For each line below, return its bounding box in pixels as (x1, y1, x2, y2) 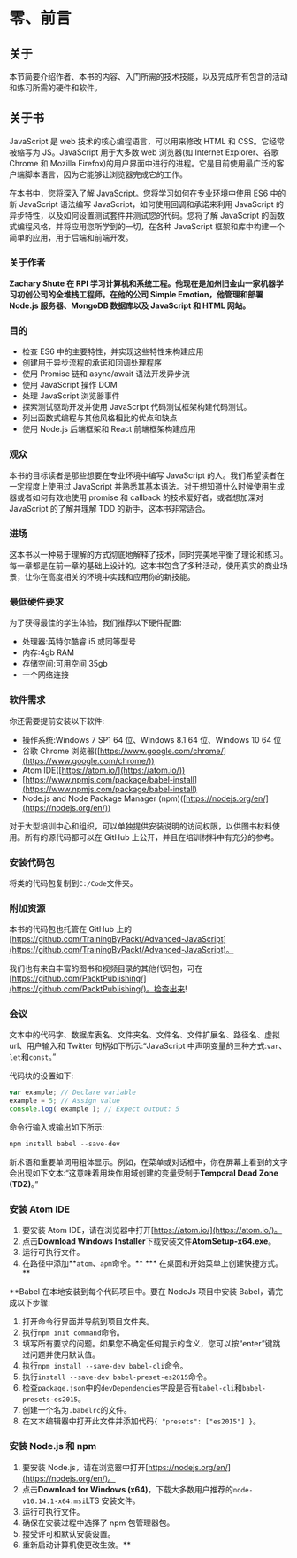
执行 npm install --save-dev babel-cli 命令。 (21, 1361, 188, 1371)
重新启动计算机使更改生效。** (21, 1539, 131, 1550)
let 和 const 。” (9, 1052, 57, 1062)
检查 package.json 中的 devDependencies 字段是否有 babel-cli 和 (21, 1383, 243, 1393)
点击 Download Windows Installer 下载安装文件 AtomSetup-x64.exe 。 (21, 1236, 277, 1246)
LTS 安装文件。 (85, 1495, 141, 1506)
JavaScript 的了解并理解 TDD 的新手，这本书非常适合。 (9, 503, 210, 513)
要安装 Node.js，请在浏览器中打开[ (21, 1462, 148, 1472)
